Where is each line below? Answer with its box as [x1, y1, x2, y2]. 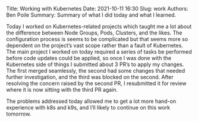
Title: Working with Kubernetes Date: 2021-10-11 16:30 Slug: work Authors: [6, 5, 188, 12]
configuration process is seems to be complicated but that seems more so [6, 36, 188, 42]
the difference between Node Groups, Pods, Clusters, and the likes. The [6, 29, 183, 36]
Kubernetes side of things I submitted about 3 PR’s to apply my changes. [6, 61, 184, 68]
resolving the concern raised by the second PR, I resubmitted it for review [6, 80, 187, 87]
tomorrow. [6, 110, 32, 117]
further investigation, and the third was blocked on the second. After [6, 74, 174, 80]
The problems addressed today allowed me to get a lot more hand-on [6, 98, 177, 105]
